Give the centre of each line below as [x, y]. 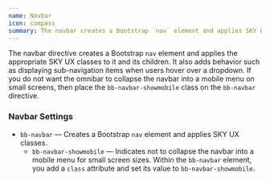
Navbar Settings [41, 117]
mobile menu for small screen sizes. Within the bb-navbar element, [142, 159]
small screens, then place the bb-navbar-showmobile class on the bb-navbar [132, 87]
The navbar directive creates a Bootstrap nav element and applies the [123, 54]
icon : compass [32, 23]
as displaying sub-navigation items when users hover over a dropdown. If [130, 70]
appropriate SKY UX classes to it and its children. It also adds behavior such [134, 62]
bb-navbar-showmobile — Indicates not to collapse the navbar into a [143, 151]
